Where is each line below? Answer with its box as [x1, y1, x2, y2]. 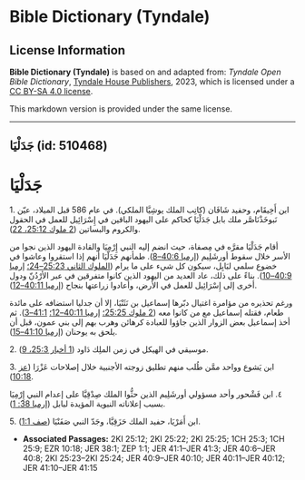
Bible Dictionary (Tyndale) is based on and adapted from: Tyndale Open [9, 66, 281, 77]
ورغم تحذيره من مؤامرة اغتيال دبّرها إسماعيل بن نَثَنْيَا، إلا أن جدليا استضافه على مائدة [9, 298, 293, 309]
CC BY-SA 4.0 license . [9, 86, 93, 96]
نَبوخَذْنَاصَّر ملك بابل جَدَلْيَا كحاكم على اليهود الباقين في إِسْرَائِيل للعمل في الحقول [9, 214, 278, 225]
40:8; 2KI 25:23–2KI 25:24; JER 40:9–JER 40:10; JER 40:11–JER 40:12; [22, 453, 286, 464]
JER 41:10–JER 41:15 [22, 463, 98, 474]
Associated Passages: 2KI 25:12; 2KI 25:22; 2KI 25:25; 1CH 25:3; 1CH [22, 434, 285, 445]
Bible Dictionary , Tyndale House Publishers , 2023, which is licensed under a [9, 76, 295, 87]
